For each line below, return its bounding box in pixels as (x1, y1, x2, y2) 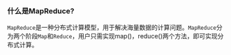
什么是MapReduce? (7, 6, 75, 15)
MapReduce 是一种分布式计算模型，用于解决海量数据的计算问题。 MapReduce (7, 23, 216, 32)
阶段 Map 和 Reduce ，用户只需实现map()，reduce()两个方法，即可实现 (25, 32, 218, 40)
